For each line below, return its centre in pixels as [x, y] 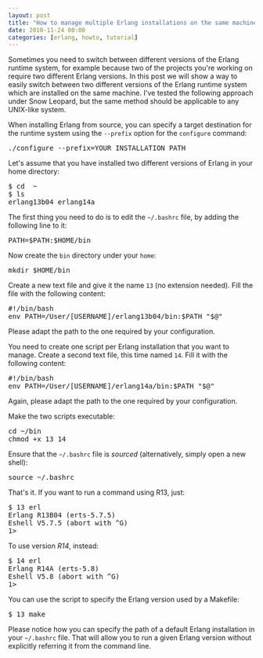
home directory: [34, 172]
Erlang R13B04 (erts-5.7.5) [62, 515]
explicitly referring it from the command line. [79, 646]
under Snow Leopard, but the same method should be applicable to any [124, 101]
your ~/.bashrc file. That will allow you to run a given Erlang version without [130, 638]
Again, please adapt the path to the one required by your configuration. [123, 401]
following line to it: [38, 225]
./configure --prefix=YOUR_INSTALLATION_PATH [97, 148]
